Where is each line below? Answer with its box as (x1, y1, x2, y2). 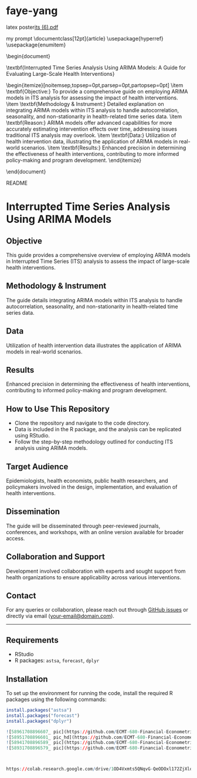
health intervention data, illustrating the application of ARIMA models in (6, 138, 178, 145)
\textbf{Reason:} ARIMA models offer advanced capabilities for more (6, 119, 172, 126)
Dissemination (6, 507, 60, 517)
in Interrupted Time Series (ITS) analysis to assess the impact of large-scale (6, 258, 190, 265)
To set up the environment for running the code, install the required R (6, 690, 173, 697)
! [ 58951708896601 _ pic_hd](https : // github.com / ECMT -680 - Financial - (6, 734, 175, 740)
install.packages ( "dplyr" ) (6, 718, 72, 724)
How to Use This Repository (6, 404, 110, 414)
